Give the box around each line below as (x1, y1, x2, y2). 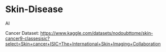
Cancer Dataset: (5, 30, 40, 36)
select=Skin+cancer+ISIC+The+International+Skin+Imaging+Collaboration (5, 40, 161, 46)
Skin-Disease (5, 4, 63, 15)
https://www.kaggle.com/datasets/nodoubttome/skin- (40, 30, 153, 36)
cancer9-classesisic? (5, 35, 50, 41)
